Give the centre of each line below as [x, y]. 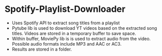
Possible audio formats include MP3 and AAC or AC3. [67, 44]
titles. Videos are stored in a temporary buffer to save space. [74, 33]
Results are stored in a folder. [42, 49]
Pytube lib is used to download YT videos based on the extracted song [84, 28]
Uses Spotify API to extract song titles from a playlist [66, 23]
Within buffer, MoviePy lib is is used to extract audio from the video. [81, 39]
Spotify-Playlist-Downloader [65, 9]
